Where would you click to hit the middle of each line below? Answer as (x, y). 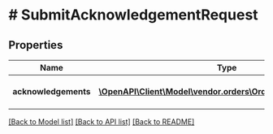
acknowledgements (52, 91)
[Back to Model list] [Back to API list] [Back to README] (102, 122)
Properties (36, 45)
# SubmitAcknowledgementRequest (133, 15)
